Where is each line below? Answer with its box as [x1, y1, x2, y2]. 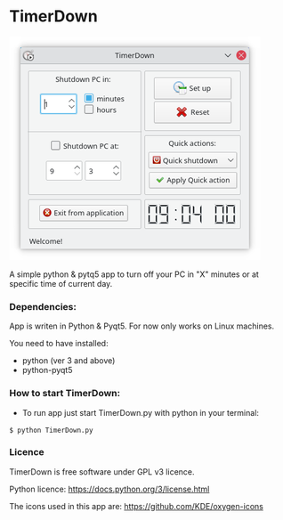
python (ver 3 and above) [21, 355, 116, 366]
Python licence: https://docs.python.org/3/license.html [9, 483, 210, 494]
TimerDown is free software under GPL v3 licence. [9, 466, 195, 477]
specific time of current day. [9, 278, 113, 288]
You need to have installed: [9, 338, 109, 349]
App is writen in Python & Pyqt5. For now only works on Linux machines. [9, 321, 274, 331]
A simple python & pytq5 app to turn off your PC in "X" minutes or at [9, 269, 260, 280]
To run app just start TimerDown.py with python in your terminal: [21, 407, 260, 418]
